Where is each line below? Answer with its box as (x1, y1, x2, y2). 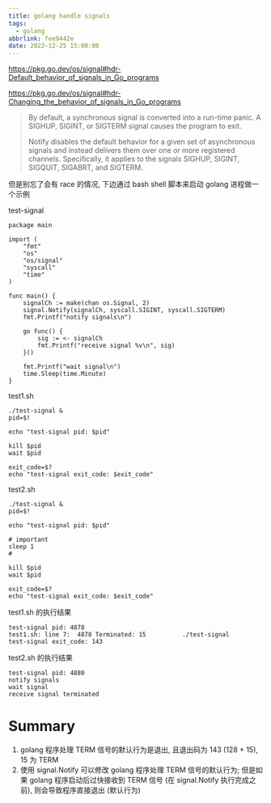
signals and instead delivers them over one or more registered (28, 146, 236, 155)
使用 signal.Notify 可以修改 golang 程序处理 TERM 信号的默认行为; (19, 765, 240, 775)
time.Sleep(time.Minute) (23, 370, 107, 378)
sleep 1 (8, 543, 35, 551)
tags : (8, 19, 27, 27)
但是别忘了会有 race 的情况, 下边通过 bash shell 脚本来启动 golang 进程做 (8, 180, 252, 189)
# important (8, 535, 49, 544)
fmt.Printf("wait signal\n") (23, 363, 121, 371)
